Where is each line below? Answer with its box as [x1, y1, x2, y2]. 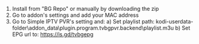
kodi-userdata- [155, 18, 194, 25]
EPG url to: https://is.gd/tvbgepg [12, 31, 94, 38]
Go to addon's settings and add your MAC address [12, 11, 139, 19]
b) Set [175, 24, 191, 31]
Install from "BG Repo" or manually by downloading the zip [12, 5, 160, 12]
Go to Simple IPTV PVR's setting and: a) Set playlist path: [12, 18, 155, 25]
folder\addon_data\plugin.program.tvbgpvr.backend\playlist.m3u [12, 24, 174, 31]
